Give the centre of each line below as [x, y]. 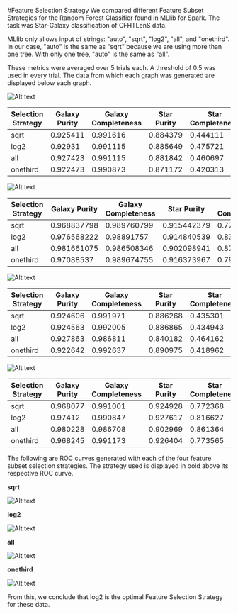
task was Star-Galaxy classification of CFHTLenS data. [87, 25]
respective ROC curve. [40, 473]
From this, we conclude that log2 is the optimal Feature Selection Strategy [115, 597]
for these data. [29, 604]
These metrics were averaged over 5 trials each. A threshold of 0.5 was [112, 68]
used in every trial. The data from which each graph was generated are [111, 75]
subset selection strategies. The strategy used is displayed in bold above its [118, 466]
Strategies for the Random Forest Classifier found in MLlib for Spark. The [114, 18]
